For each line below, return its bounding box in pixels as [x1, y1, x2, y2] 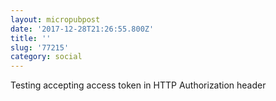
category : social [10, 52, 83, 62]
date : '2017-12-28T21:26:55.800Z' [10, 24, 155, 34]
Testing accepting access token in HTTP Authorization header [10, 79, 267, 91]
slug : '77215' [10, 42, 70, 53]
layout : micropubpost [10, 14, 101, 25]
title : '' [10, 33, 52, 43]
